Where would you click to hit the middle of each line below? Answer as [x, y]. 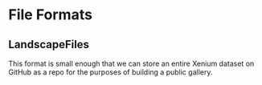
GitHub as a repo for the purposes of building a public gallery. [111, 72]
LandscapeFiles [49, 45]
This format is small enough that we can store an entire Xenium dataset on [131, 63]
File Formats [50, 15]
